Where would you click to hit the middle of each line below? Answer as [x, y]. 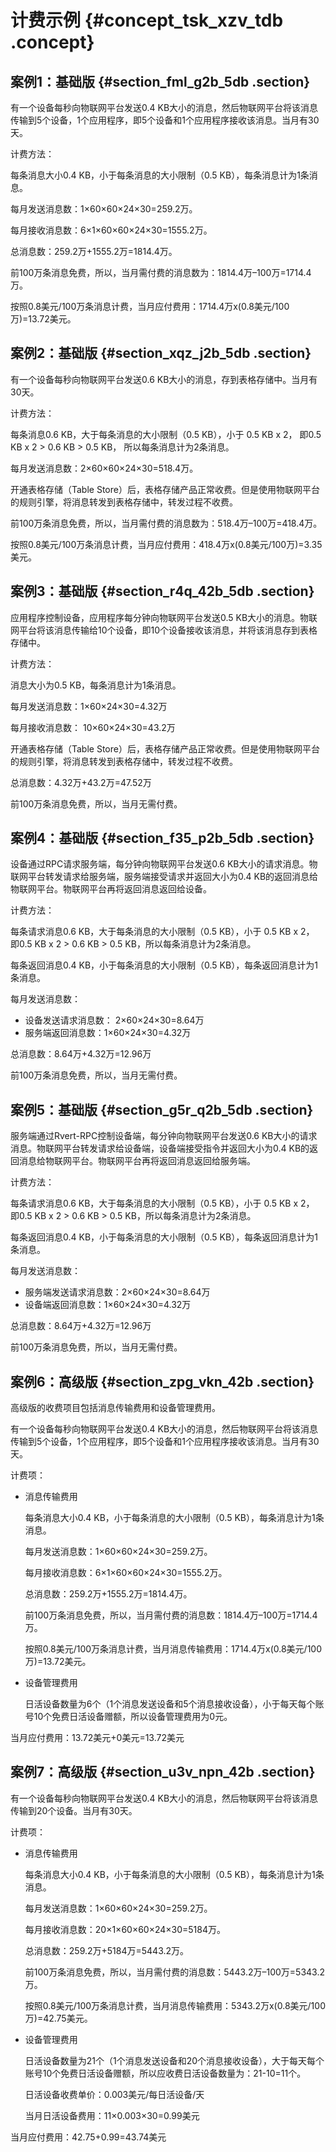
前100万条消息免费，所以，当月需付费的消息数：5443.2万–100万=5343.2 [174, 1972]
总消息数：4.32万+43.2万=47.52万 [81, 782]
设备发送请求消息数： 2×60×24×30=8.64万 [114, 1020]
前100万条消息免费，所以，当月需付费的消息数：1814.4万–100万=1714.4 [171, 1615]
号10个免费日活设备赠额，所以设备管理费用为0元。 [128, 1717]
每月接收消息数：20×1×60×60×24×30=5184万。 [125, 1929]
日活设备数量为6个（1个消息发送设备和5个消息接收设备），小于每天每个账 [174, 1704]
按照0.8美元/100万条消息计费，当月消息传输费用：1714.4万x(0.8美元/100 [173, 1649]
